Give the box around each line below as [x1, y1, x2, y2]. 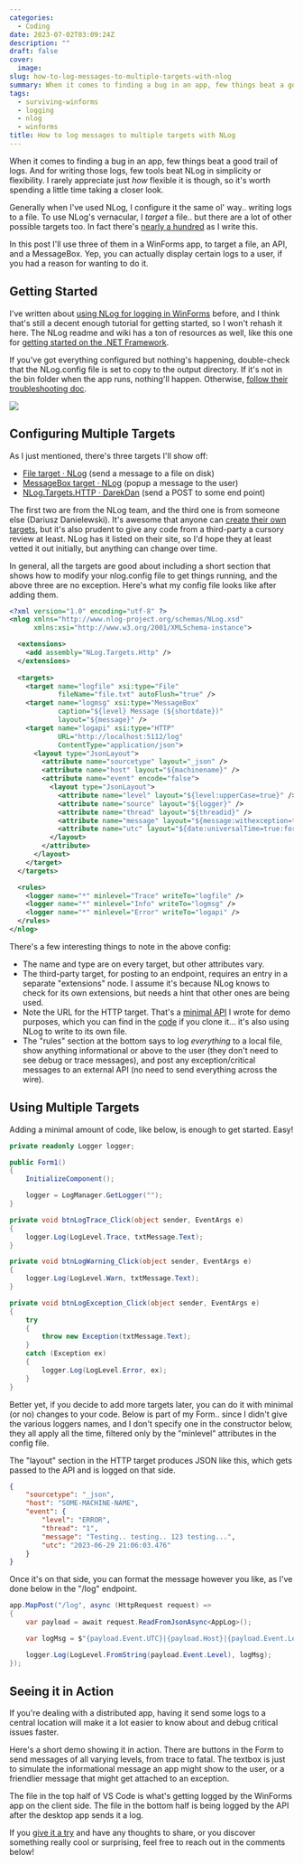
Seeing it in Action [9, 1683, 115, 1699]
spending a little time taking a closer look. [9, 184, 164, 195]
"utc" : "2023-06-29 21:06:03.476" [41, 1541, 171, 1550]
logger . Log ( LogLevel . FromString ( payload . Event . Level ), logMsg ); [25, 1650, 272, 1659]
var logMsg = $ [25, 1634, 83, 1643]
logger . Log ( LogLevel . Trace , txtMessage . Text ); [25, 1232, 204, 1241]
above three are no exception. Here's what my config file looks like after [9, 579, 277, 590]
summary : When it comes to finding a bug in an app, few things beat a [9, 80, 284, 89]
